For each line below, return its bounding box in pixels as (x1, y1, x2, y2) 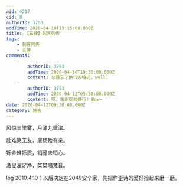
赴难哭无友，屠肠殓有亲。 (6, 137, 68, 144)
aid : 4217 (6, 8, 31, 15)
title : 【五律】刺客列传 (6, 31, 60, 37)
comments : (6, 53, 31, 58)
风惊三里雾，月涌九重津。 (6, 124, 68, 132)
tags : (6, 36, 19, 42)
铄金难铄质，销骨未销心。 (6, 149, 68, 156)
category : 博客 (6, 107, 42, 113)
